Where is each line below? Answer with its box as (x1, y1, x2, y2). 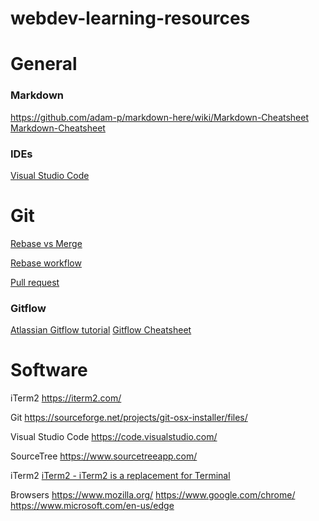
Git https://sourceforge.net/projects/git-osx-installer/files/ (10, 412, 248, 424)
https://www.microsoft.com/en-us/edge (10, 500, 175, 512)
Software (10, 359, 88, 382)
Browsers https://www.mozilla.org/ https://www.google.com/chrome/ (10, 489, 296, 501)
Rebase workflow (10, 257, 82, 269)
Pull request (10, 276, 60, 288)
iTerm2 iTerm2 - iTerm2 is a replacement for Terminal (10, 470, 231, 482)
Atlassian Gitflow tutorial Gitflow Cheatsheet (10, 324, 192, 336)
